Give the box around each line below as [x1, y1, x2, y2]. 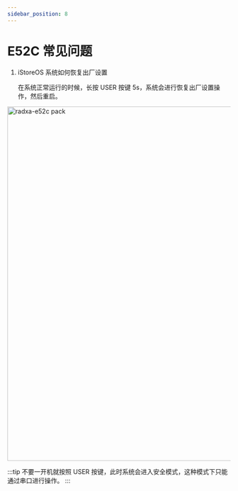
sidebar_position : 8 [7, 10, 69, 18]
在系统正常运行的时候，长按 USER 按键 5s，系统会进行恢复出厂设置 [17, 83, 215, 91]
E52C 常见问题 [7, 43, 93, 59]
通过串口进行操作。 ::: [7, 476, 71, 485]
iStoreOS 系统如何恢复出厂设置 [17, 68, 108, 77]
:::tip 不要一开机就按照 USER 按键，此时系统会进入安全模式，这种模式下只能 [7, 467, 228, 475]
